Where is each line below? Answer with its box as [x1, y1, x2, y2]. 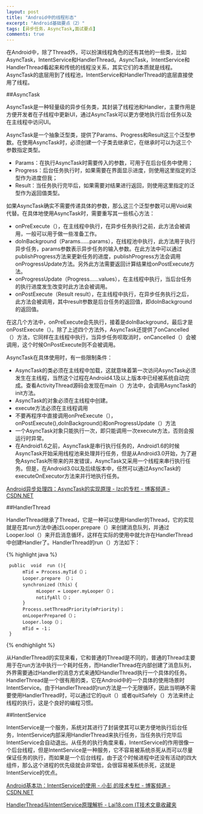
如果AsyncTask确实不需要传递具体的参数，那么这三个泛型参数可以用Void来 [6, 202, 193, 210]
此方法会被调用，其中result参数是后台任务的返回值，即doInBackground [14, 298, 192, 306]
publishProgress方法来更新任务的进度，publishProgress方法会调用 [14, 253, 181, 260]
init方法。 [14, 389, 39, 397]
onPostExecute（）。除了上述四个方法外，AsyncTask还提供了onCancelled [6, 326, 189, 333]
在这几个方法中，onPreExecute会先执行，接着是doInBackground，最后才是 [6, 318, 193, 326]
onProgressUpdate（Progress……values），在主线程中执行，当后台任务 [14, 275, 192, 283]
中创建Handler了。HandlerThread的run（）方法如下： [6, 539, 140, 546]
